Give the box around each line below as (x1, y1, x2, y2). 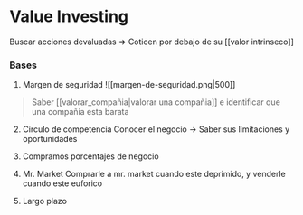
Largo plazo (22, 196, 68, 207)
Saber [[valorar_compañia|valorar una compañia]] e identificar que (31, 97, 280, 107)
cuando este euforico (22, 178, 103, 189)
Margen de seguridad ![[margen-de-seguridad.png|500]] (22, 79, 236, 90)
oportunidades (22, 134, 78, 145)
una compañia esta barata (31, 107, 129, 117)
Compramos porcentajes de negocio (22, 151, 160, 162)
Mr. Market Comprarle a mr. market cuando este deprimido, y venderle (22, 169, 287, 180)
